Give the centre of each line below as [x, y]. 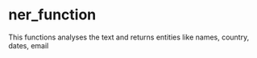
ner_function [52, 15]
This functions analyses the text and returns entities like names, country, [129, 37]
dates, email [29, 45]
